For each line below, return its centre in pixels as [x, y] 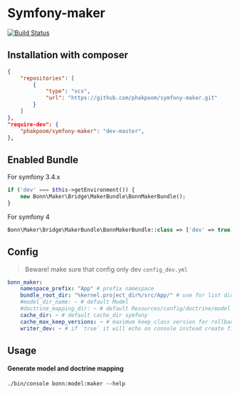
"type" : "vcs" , [68, 91]
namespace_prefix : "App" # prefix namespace [87, 289]
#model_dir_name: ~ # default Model [75, 302]
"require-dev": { [33, 124]
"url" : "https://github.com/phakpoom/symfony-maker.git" [132, 98]
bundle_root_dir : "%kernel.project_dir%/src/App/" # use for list [121, 295]
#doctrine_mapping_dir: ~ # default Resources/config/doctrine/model [126, 309]
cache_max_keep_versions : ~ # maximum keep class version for [114, 321]
